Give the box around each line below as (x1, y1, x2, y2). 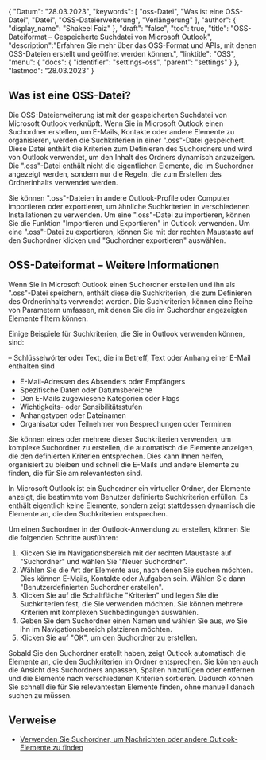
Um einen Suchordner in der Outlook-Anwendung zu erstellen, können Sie (8, 524, 251, 534)
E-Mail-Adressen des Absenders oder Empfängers (19, 376, 186, 386)
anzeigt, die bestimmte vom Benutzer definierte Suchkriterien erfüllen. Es (8, 492, 249, 501)
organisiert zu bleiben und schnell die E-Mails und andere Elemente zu (8, 459, 240, 469)
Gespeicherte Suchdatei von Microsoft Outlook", (54, 32, 213, 41)
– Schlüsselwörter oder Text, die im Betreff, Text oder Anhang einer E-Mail (8, 353, 252, 362)
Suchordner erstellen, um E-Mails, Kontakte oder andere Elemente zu (8, 127, 235, 136)
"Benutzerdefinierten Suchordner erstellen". (19, 582, 164, 591)
